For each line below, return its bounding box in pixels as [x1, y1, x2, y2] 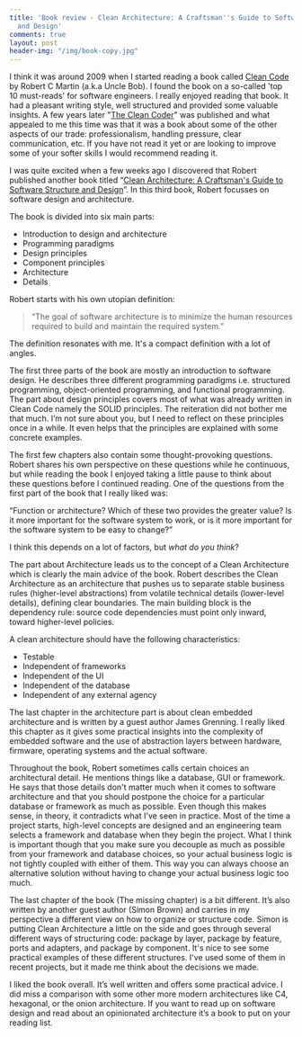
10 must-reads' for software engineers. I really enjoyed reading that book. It [9, 91, 289, 102]
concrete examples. [9, 433, 83, 443]
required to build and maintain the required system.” [31, 321, 225, 332]
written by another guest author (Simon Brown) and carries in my [9, 905, 250, 916]
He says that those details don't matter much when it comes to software [9, 782, 277, 792]
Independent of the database [22, 680, 130, 691]
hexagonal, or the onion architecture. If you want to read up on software [9, 998, 276, 1009]
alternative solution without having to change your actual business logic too [9, 868, 289, 879]
